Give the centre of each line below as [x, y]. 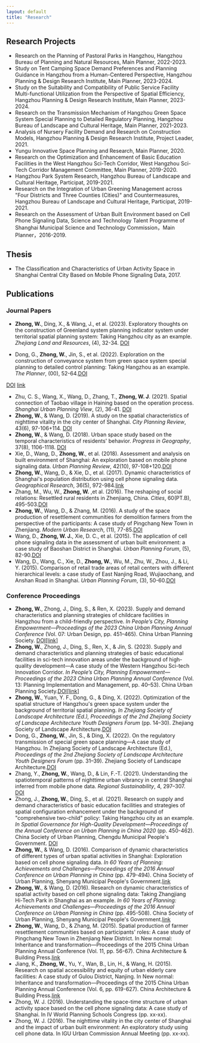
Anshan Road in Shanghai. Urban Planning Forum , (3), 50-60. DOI [95, 580]
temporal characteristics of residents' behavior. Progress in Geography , [103, 441]
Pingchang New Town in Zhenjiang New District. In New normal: [93, 939]
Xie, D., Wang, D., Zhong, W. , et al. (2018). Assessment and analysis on [102, 453]
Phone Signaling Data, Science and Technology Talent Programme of [100, 221]
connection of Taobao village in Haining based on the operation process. [104, 403]
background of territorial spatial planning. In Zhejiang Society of [93, 710]
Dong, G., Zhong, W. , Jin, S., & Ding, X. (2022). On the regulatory [95, 736]
